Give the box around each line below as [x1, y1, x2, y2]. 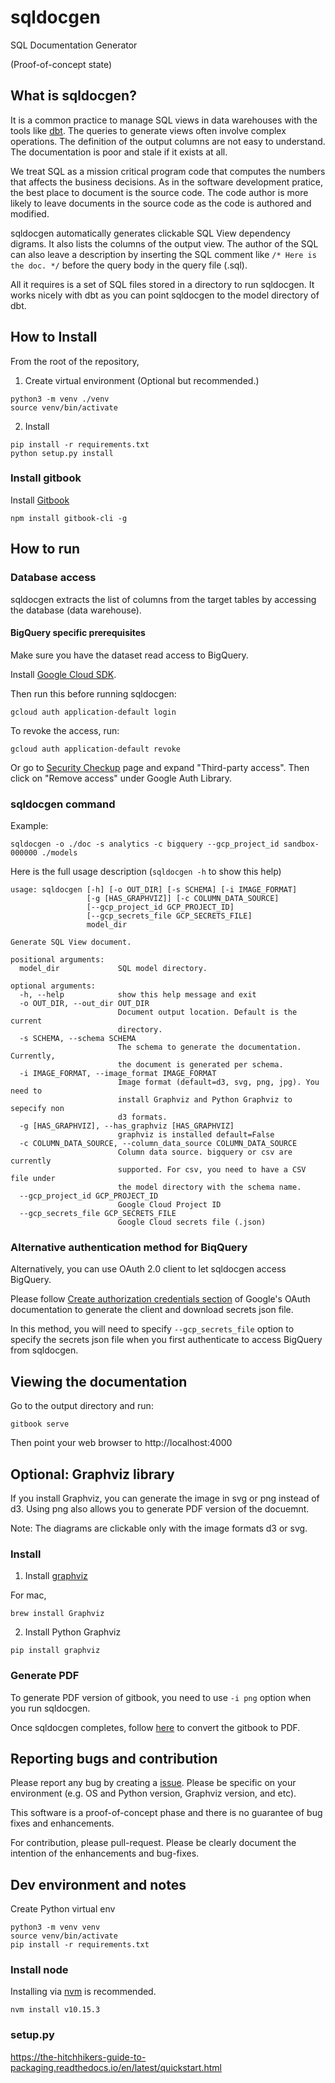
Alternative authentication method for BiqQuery [10, 1240, 248, 1254]
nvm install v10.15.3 [10, 2005, 101, 2015]
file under [10, 1174, 56, 1184]
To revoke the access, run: [10, 724, 120, 736]
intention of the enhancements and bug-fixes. [10, 1847, 200, 1860]
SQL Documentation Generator [10, 39, 138, 51]
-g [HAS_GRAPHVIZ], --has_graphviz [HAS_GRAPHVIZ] [19, 1121, 235, 1131]
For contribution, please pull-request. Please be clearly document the [10, 1837, 297, 1849]
